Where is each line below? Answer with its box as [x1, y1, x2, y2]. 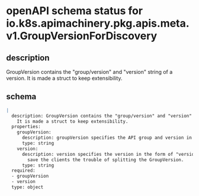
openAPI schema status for [6, 4, 143, 18]
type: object [11, 184, 44, 190]
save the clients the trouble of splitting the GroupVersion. [27, 156, 184, 163]
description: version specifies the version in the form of [21, 151, 174, 157]
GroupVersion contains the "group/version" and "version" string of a [6, 68, 173, 75]
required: [11, 168, 36, 174]
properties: [11, 124, 41, 130]
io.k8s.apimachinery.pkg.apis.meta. [6, 17, 190, 30]
